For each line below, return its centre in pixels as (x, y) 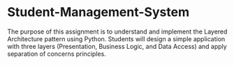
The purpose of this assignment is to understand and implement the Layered (117, 31)
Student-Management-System (98, 12)
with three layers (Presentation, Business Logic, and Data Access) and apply (117, 46)
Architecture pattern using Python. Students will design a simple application (116, 38)
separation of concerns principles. (57, 54)
